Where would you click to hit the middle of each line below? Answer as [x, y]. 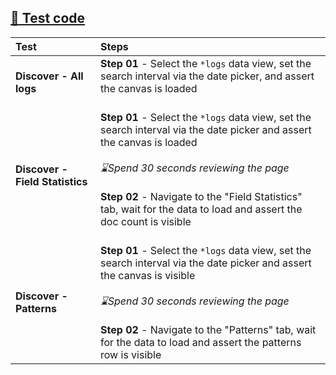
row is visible [131, 354]
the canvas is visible [148, 275]
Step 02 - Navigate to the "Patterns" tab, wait [208, 329]
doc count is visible [146, 221]
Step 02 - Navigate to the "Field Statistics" [201, 196]
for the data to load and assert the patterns [201, 342]
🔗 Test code [48, 18]
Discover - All [49, 76]
